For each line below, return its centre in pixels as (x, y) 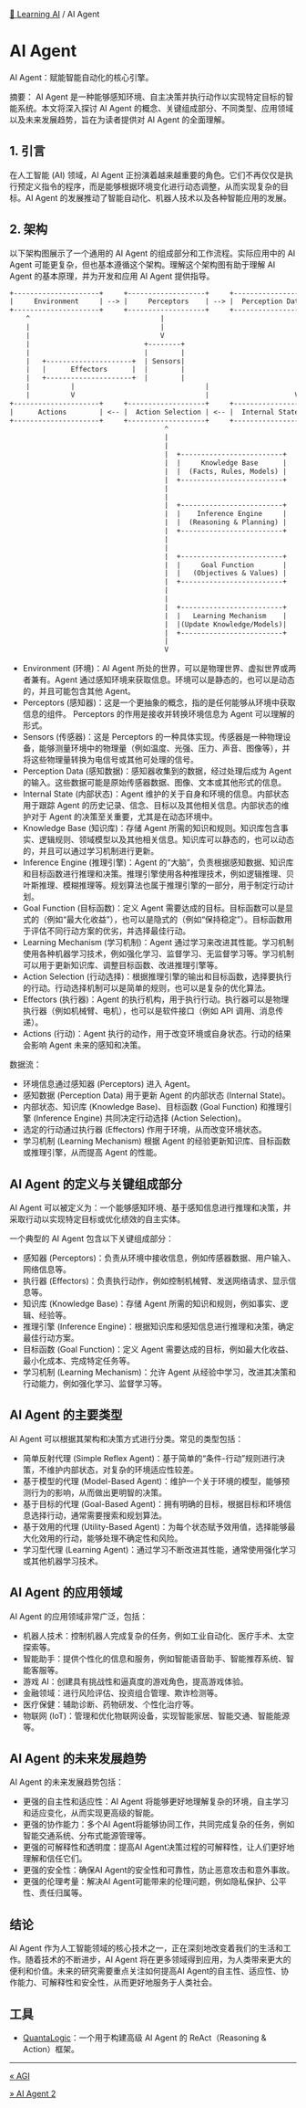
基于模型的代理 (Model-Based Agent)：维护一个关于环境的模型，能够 (152, 1481)
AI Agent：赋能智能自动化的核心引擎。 (82, 77)
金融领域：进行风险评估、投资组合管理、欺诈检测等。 (122, 1692)
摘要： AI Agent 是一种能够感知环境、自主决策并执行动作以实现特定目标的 (148, 97)
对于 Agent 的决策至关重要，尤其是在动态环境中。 (124, 817)
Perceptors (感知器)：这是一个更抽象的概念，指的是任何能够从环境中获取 (159, 702)
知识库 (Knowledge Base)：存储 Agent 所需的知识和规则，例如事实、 (151, 1303)
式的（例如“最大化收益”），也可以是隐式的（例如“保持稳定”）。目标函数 (153, 920)
